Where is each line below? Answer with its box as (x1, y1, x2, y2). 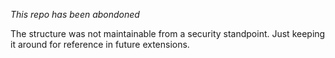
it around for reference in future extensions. (10, 39, 190, 50)
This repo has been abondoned (10, 9, 140, 20)
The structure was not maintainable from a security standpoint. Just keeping (10, 28, 326, 39)
